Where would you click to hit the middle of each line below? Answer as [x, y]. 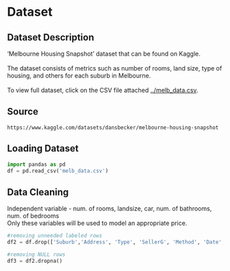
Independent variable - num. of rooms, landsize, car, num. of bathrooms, [110, 209]
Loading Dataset [43, 149]
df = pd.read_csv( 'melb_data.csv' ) [58, 171]
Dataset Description [51, 37]
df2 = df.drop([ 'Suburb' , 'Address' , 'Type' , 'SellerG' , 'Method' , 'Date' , [116, 242]
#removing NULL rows [37, 255]
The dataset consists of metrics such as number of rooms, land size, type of [115, 68]
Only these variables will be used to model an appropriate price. [97, 223]
